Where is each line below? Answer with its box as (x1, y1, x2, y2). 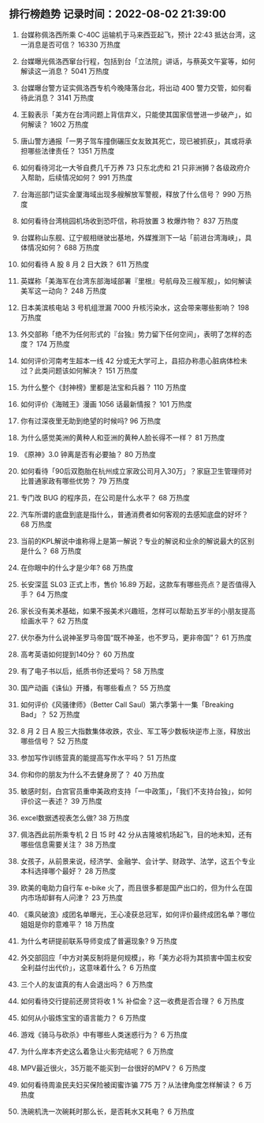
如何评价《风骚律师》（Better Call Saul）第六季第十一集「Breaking (20, 700, 235, 709)
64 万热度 (35, 589, 69, 599)
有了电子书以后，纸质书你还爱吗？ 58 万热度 (20, 666, 165, 675)
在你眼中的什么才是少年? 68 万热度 (20, 563, 134, 572)
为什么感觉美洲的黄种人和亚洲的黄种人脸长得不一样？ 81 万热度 (20, 433, 225, 442)
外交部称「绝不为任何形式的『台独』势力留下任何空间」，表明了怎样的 (20, 329, 245, 339)
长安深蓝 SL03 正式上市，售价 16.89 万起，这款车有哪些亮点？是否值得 (20, 579, 249, 589)
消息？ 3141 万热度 (34, 93, 95, 102)
